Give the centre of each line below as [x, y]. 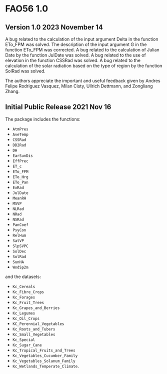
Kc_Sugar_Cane [27, 345]
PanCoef [20, 225]
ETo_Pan [20, 182]
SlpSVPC [20, 246]
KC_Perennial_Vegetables [38, 324]
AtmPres [20, 129]
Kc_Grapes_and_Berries [36, 308]
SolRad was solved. [25, 71]
